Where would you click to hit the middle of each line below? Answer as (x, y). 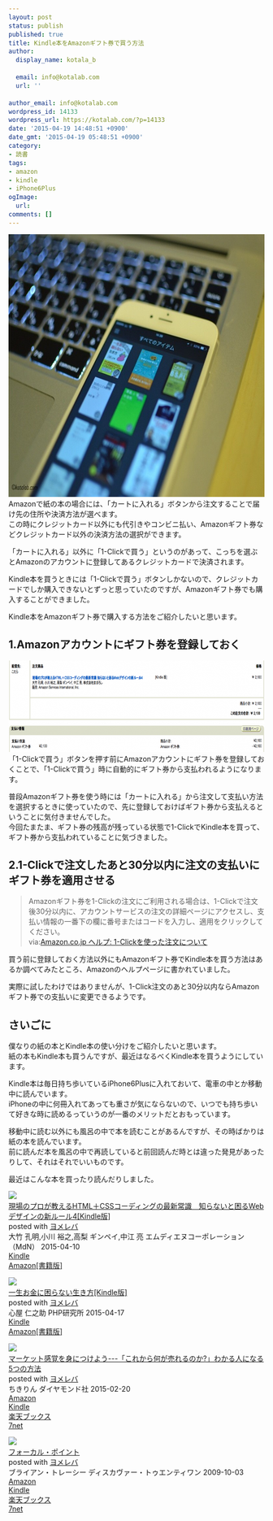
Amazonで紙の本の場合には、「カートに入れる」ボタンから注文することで (131, 503)
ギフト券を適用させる (62, 880)
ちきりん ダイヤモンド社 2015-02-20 (69, 1389)
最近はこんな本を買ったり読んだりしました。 (83, 1180)
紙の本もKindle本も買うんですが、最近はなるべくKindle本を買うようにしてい (136, 1056)
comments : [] (30, 215)
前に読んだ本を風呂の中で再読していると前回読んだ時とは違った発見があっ (133, 1152)
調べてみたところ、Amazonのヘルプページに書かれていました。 (128, 969)
